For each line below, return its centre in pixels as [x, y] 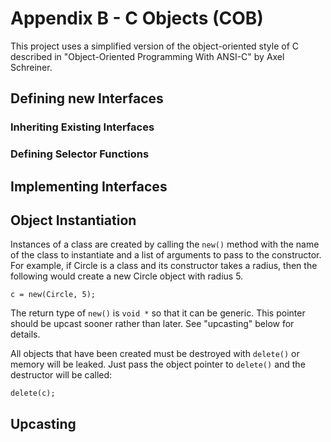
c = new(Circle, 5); [53, 295]
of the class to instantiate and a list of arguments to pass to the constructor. [166, 255]
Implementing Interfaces [89, 186]
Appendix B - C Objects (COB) [137, 18]
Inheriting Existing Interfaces [82, 127]
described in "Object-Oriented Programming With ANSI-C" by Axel [147, 56]
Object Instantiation [73, 220]
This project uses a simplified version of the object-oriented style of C [155, 46]
